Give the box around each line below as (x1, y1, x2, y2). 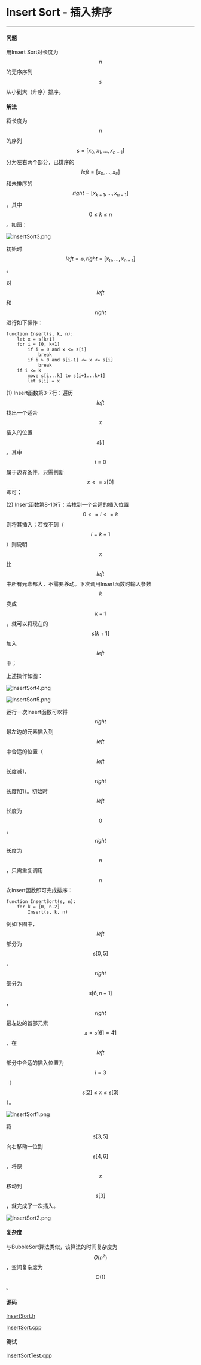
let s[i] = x (28, 378, 60, 384)
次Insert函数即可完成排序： (6, 886, 73, 893)
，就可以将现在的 (6, 620, 48, 627)
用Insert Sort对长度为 (6, 48, 59, 56)
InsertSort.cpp (6, 1324, 42, 1331)
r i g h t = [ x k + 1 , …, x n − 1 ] (72, 189, 129, 198)
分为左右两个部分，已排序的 (6, 159, 75, 166)
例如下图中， (6, 920, 38, 928)
